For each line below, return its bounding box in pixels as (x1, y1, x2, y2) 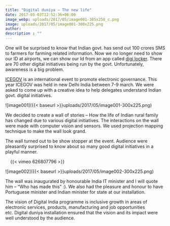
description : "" (5, 31, 42, 36)
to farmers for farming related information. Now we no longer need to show (5, 50, 163, 56)
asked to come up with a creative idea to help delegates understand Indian (5, 87, 161, 93)
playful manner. (5, 149, 38, 155)
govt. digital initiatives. (5, 92, 52, 98)
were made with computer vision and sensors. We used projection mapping (5, 123, 163, 129)
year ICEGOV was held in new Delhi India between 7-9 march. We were (5, 82, 154, 88)
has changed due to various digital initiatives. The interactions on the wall (5, 118, 159, 123)
